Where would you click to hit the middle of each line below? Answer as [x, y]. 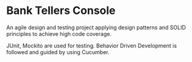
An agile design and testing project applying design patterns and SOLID [96, 27]
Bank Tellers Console [61, 11]
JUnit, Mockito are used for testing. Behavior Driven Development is [92, 46]
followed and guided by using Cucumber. [58, 52]
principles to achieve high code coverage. [59, 33]
